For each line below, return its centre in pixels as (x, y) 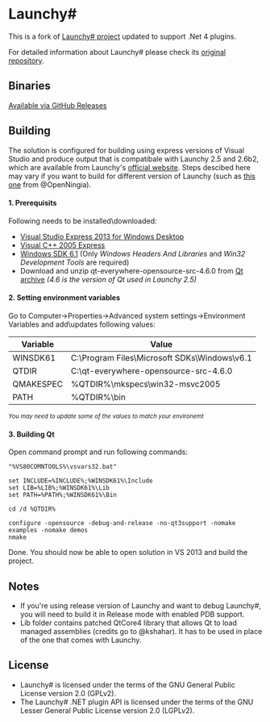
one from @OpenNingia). (50, 184)
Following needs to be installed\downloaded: (83, 221)
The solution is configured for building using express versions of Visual (126, 150)
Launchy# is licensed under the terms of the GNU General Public (127, 684)
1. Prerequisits (33, 203)
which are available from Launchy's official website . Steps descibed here (130, 167)
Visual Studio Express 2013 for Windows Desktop (102, 236)
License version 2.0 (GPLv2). (68, 693)
